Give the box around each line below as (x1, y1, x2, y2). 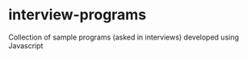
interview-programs (8, 6, 147, 24)
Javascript (8, 40, 44, 50)
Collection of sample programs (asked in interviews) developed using (8, 32, 240, 42)
